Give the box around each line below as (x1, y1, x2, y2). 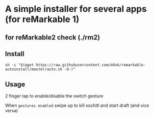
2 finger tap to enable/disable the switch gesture (5, 93, 103, 99)
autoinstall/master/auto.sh (5, 67, 63, 72)
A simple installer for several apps (5, 3, 147, 15)
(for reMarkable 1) (5, 14, 79, 25)
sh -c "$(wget (5, 62, 34, 68)
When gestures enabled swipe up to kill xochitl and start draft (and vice (5, 102, 150, 108)
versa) (5, 108, 18, 114)
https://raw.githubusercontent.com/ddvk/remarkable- (36, 62, 146, 68)
